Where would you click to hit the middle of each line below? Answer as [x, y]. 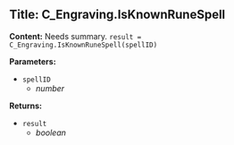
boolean [51, 132]
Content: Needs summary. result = [75, 36]
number [50, 88]
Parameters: [33, 61]
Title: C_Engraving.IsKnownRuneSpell [117, 15]
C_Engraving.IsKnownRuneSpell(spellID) [84, 45]
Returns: [26, 106]
